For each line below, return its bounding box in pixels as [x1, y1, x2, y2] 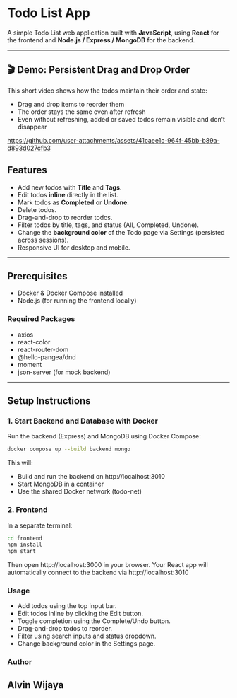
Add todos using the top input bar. [17, 602, 117, 610]
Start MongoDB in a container [17, 479, 104, 489]
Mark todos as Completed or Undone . [17, 198, 129, 207]
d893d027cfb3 [7, 144, 51, 152]
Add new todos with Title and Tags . [17, 182, 122, 192]
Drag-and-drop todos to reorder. [17, 624, 113, 633]
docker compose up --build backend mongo [7, 446, 131, 453]
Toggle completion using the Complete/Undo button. [17, 617, 171, 625]
